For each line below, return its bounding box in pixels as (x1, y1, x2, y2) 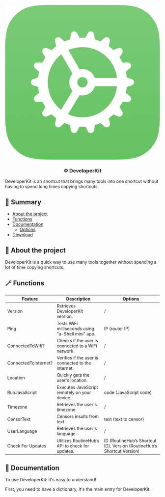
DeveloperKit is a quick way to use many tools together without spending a (5, 259, 157, 265)
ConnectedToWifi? (7, 343, 45, 349)
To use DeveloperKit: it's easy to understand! (5, 477, 97, 483)
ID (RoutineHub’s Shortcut (104, 438, 157, 443)
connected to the (56, 360, 91, 366)
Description (66, 296, 91, 302)
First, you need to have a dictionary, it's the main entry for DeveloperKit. (5, 486, 151, 492)
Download (12, 232, 33, 238)
